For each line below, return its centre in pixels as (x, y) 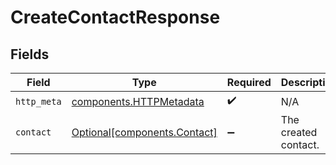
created (299, 132)
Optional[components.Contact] (144, 132)
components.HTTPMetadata (138, 101)
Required (249, 82)
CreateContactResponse (115, 17)
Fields (30, 54)
